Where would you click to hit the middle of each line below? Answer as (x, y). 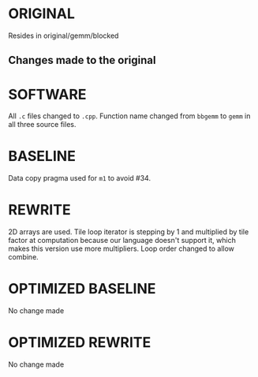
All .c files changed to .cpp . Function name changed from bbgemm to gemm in (129, 116)
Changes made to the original (82, 60)
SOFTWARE (47, 94)
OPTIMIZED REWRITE (80, 343)
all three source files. (42, 125)
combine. (24, 257)
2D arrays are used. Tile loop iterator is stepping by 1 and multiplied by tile (129, 232)
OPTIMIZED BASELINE (82, 289)
